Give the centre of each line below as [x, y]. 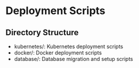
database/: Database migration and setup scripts [74, 59]
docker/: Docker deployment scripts [58, 53]
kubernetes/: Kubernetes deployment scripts [69, 46]
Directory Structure [42, 33]
